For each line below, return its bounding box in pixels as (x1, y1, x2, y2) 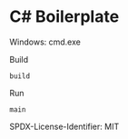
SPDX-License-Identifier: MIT (9, 121, 120, 132)
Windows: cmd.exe (9, 36, 82, 47)
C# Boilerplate (9, 6, 120, 27)
